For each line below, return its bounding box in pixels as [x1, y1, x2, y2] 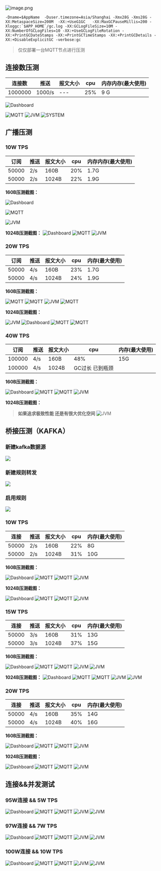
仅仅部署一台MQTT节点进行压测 [17, 47, 85, 53]
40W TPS [5, 332, 30, 339]
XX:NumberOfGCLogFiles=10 [5, 28, 60, 33]
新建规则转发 [5, 469, 37, 476]
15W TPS [5, 608, 28, 615]
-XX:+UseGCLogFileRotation [62, 28, 120, 33]
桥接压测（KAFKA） [5, 427, 70, 435]
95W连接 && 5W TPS [5, 797, 58, 804]
